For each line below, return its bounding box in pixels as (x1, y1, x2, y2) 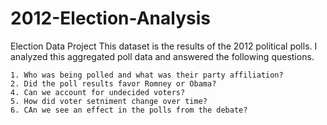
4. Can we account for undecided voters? (10, 87, 186, 97)
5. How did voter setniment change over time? (10, 96, 208, 106)
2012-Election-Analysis (10, 7, 211, 30)
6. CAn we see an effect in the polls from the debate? (10, 105, 248, 115)
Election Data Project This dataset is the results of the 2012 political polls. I (10, 40, 318, 52)
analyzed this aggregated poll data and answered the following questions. (10, 50, 315, 62)
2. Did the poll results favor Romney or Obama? (10, 78, 217, 89)
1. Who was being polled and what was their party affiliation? (10, 70, 284, 80)
